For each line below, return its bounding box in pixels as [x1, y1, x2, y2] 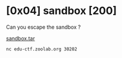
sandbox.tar [6, 35, 35, 42]
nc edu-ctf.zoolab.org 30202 [6, 46, 77, 52]
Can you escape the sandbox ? [6, 23, 81, 30]
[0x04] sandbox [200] [6, 4, 117, 18]
